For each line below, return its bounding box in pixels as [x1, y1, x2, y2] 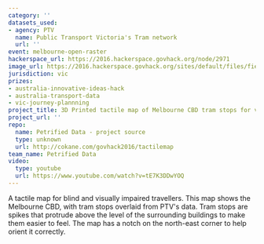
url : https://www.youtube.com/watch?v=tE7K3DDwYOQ [15, 172, 185, 180]
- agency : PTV [8, 26, 55, 34]
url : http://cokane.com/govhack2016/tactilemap [15, 143, 174, 151]
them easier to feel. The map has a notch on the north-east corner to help [8, 218, 247, 228]
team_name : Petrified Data [8, 150, 97, 158]
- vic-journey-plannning [8, 99, 90, 107]
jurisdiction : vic [8, 70, 68, 78]
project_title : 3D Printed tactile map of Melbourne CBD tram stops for [8, 107, 251, 115]
